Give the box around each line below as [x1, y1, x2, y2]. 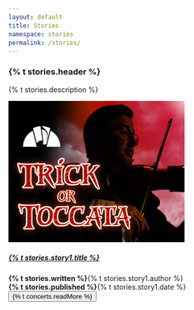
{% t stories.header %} [8, 66, 101, 77]
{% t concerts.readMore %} [12, 291, 93, 300]
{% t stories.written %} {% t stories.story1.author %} [8, 273, 184, 283]
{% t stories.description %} [8, 85, 99, 94]
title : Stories [8, 21, 60, 30]
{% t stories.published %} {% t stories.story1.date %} [8, 282, 187, 291]
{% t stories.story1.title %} [8, 253, 101, 262]
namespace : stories [8, 30, 74, 38]
